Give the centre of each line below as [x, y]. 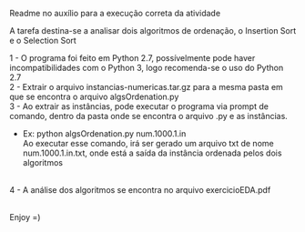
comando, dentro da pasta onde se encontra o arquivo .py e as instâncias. [149, 116]
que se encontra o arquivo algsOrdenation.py [94, 96]
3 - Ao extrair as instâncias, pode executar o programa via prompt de [139, 106]
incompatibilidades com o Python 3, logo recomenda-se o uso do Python [147, 68]
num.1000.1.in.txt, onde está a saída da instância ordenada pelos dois [152, 153]
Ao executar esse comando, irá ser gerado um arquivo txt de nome [148, 143]
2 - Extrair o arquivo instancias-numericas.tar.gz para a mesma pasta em [147, 87]
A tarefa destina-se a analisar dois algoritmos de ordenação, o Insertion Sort [153, 30]
